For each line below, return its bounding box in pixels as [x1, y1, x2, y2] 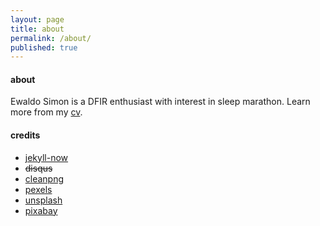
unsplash [24, 194, 63, 206]
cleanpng [24, 172, 65, 185]
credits [10, 129, 41, 141]
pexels [24, 183, 53, 195]
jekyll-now [24, 151, 69, 163]
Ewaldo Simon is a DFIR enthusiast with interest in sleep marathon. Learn [10, 96, 311, 108]
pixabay [24, 204, 58, 216]
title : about [10, 24, 65, 34]
